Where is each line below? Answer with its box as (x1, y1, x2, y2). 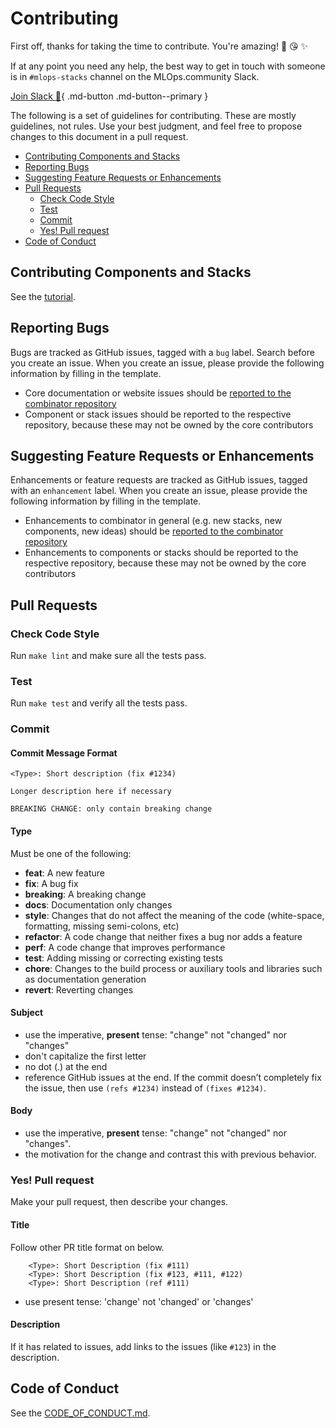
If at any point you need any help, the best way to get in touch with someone (10, 60, 326, 72)
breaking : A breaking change (24, 888, 147, 900)
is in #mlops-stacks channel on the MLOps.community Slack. (10, 70, 260, 82)
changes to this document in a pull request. (10, 130, 189, 142)
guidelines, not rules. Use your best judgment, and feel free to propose (10, 120, 303, 132)
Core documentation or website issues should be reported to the (24, 387, 292, 399)
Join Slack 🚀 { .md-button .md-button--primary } (10, 90, 209, 102)
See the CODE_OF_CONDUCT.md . (10, 1407, 151, 1419)
